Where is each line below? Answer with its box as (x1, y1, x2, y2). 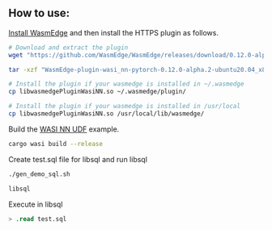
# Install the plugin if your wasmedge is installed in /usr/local (8, 102, 241, 111)
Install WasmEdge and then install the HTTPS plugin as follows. (8, 27, 219, 37)
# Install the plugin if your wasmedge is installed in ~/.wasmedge (8, 80, 244, 88)
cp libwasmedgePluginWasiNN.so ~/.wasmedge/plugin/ (8, 88, 186, 96)
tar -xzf (8, 65, 38, 73)
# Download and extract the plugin (8, 44, 129, 52)
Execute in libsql (8, 199, 63, 209)
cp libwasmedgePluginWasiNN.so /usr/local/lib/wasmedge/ (8, 110, 205, 118)
